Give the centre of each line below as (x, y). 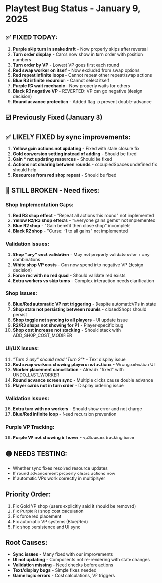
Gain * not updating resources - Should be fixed (62, 159)
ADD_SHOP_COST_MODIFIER (42, 335)
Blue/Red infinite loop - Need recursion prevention (65, 414)
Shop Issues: (21, 293)
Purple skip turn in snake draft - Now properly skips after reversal (80, 49)
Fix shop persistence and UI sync (47, 527)
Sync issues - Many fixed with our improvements (63, 554)
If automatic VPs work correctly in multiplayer (59, 478)
